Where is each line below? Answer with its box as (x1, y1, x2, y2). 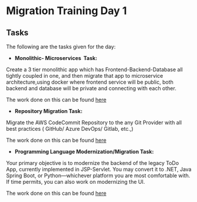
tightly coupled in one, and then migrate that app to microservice (6, 72, 163, 79)
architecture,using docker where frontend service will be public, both (6, 78, 173, 85)
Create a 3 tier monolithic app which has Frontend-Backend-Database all (6, 66, 183, 73)
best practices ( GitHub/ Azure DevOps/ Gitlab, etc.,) (6, 125, 133, 132)
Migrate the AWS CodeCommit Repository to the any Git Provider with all (6, 119, 182, 126)
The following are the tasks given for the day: (6, 43, 116, 50)
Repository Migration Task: (14, 108, 83, 114)
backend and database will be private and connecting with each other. (6, 85, 176, 92)
